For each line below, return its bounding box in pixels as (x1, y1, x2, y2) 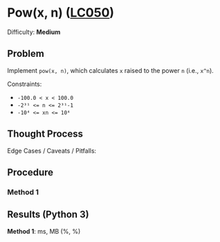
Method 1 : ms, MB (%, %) (7, 227, 81, 235)
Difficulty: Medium (7, 28, 61, 36)
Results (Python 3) (7, 209, 89, 221)
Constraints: (7, 80, 42, 88)
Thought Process (7, 128, 83, 140)
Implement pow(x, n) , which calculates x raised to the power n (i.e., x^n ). (7, 66, 214, 74)
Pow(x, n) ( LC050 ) (7, 5, 115, 21)
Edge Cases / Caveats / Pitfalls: (7, 146, 97, 155)
